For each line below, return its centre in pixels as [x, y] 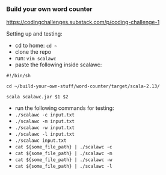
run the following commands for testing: [64, 108]
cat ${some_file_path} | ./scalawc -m [63, 154]
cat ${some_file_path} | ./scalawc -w [63, 160]
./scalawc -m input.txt [45, 122]
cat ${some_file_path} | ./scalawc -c [63, 147]
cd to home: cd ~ [36, 46]
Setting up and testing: [34, 34]
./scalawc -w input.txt [45, 128]
